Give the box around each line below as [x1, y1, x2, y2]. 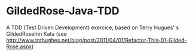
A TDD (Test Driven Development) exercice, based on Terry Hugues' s [6, 24, 179, 31]
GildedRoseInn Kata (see [6, 30, 68, 37]
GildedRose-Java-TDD [6, 4, 120, 18]
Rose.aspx [6, 43, 32, 50]
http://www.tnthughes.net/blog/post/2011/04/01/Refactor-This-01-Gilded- [6, 36, 187, 43]
